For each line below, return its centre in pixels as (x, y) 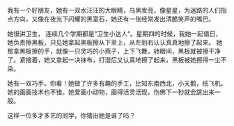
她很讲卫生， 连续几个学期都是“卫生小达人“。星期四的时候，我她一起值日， (115, 34)
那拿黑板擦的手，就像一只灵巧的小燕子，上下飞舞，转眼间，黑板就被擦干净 (114, 51)
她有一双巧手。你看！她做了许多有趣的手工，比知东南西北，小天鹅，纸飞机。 (117, 83)
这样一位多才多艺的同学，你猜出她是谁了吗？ (71, 116)
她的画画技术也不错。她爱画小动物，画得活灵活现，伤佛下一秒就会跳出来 (111, 92)
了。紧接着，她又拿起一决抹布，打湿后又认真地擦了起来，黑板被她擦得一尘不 (117, 60)
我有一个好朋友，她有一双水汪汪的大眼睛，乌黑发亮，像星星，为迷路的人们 (114, 10)
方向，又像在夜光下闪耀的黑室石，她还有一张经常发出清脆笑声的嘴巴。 (114, 19)
